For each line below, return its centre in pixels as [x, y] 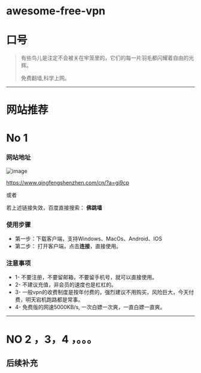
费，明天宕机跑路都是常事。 [49, 299]
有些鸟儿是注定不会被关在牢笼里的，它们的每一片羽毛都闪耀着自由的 [105, 58]
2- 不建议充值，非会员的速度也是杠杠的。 [66, 285]
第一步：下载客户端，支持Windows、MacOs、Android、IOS [89, 239]
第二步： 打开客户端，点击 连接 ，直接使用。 [68, 246]
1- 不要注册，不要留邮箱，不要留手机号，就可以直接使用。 [86, 277]
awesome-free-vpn [56, 11]
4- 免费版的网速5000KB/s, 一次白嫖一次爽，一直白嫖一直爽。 [90, 307]
